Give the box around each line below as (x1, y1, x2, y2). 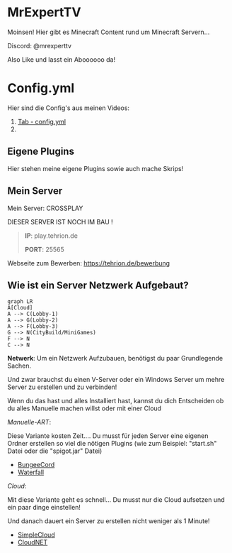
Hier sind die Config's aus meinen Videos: (7, 104, 129, 112)
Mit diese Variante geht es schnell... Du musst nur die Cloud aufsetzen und (7, 495, 225, 504)
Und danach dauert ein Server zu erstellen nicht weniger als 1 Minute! (7, 517, 210, 525)
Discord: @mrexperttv (7, 41, 72, 50)
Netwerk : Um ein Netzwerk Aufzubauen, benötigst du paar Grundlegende (7, 354, 224, 363)
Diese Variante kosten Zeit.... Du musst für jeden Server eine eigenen (7, 432, 209, 440)
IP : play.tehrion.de (24, 231, 78, 240)
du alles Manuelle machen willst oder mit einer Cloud (7, 404, 161, 412)
